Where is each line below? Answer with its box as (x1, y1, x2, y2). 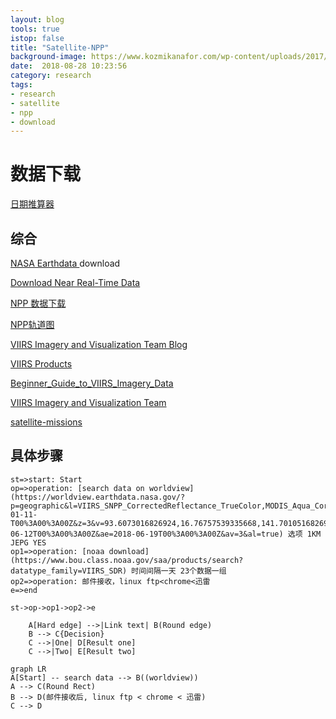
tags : (10, 80, 33, 90)
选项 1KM (287, 529, 322, 539)
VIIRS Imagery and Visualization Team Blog (10, 339, 188, 350)
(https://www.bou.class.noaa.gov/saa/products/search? (10, 555, 244, 565)
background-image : (10, 52, 87, 62)
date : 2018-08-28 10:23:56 (10, 61, 128, 71)
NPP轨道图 (10, 319, 55, 330)
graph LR (10, 664, 47, 674)
